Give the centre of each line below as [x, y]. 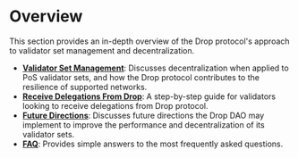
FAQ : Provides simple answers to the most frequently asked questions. [153, 144]
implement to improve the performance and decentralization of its [144, 125]
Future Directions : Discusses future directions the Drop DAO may [143, 115]
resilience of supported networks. [85, 87]
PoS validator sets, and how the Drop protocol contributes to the [140, 77]
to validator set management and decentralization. [102, 50]
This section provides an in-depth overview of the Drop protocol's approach [149, 41]
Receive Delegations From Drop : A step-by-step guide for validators [149, 96]
